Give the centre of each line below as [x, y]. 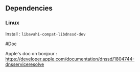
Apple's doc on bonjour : [31, 53]
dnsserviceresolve [25, 64]
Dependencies [29, 8]
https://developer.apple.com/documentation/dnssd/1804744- [70, 59]
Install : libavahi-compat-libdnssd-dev [45, 34]
